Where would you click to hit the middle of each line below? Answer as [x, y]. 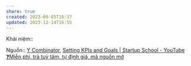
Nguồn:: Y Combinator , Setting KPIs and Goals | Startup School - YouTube [95, 50]
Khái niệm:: [20, 39]
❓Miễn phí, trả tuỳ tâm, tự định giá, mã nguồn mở [65, 57]
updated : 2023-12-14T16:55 [39, 22]
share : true [21, 11]
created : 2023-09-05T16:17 [39, 17]
